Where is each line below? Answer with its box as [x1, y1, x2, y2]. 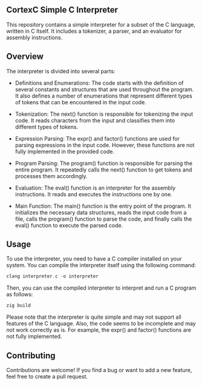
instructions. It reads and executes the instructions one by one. [15, 190, 172, 198]
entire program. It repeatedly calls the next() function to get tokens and [15, 166, 192, 173]
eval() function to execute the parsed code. [15, 221, 123, 229]
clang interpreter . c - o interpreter [6, 273, 99, 279]
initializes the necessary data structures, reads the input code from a [15, 208, 187, 216]
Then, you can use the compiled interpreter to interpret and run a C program [6, 284, 197, 291]
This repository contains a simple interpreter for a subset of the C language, [6, 21, 195, 28]
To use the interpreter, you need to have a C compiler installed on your [6, 255, 182, 262]
